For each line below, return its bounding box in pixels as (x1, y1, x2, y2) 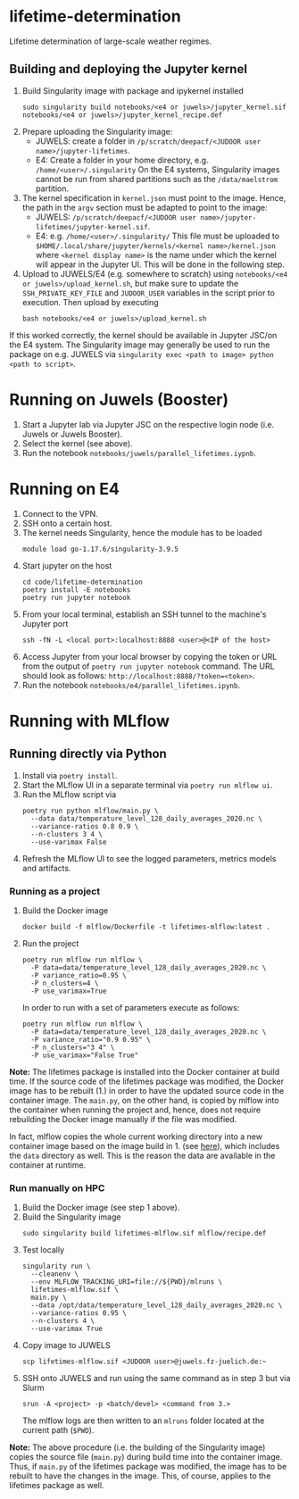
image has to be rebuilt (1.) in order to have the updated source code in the (9, 1085, 285, 1095)
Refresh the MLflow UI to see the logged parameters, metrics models (21, 853, 277, 863)
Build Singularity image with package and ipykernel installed (21, 85, 244, 96)
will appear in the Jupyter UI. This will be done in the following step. (35, 259, 286, 270)
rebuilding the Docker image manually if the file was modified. (9, 1113, 237, 1124)
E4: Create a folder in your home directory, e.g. (35, 154, 209, 165)
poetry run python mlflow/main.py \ (21, 806, 159, 815)
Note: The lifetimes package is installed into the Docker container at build (9, 1066, 280, 1077)
